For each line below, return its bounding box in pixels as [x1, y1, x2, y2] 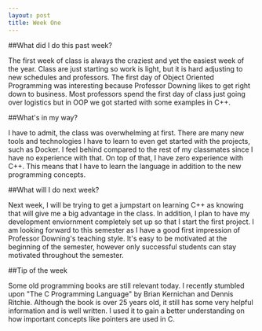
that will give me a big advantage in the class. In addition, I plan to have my [8, 208, 250, 218]
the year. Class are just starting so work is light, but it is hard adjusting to [8, 64, 243, 73]
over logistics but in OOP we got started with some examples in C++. [8, 97, 231, 107]
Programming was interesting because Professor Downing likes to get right [8, 80, 251, 90]
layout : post [8, 11, 51, 20]
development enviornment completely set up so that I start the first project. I [8, 217, 255, 226]
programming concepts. [8, 170, 86, 179]
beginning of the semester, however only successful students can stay [8, 241, 237, 252]
